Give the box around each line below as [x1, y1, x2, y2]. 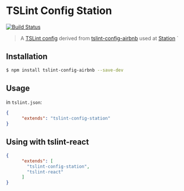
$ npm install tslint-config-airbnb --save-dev [6, 67, 124, 73]
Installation [6, 51, 48, 62]
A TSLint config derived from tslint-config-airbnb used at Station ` [20, 34, 179, 41]
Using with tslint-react [6, 137, 89, 147]
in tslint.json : [6, 99, 43, 106]
